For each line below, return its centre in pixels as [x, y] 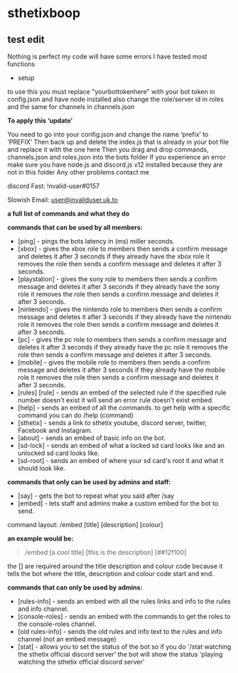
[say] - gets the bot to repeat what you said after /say [96, 496]
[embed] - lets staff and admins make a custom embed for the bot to [118, 503]
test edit [26, 40]
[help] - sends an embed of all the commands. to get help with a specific [124, 408]
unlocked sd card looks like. [59, 453]
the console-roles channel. [57, 624]
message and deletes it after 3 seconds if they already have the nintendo [124, 317]
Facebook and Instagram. [55, 430]
